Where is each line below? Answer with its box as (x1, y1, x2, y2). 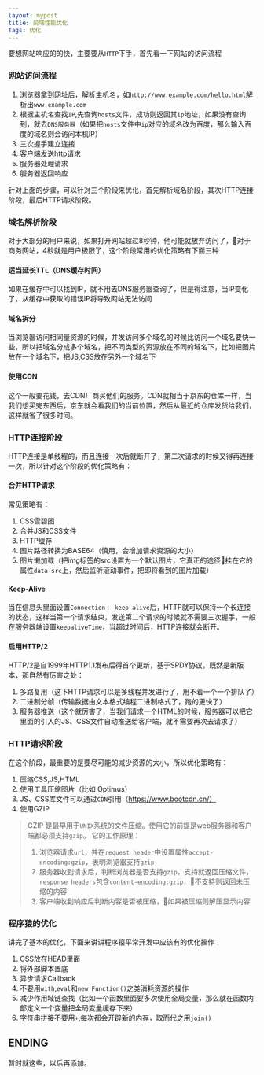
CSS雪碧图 (19, 516, 55, 526)
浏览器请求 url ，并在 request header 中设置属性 (38, 847, 189, 856)
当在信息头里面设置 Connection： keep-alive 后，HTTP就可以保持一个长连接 (8, 603, 251, 612)
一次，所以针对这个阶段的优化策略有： (8, 461, 132, 471)
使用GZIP (19, 803, 49, 813)
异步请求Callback (19, 973, 76, 984)
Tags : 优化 (8, 26, 42, 34)
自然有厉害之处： (28, 670, 84, 680)
